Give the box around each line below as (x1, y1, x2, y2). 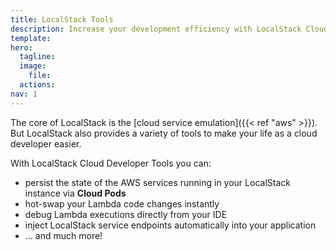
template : (10, 33, 52, 43)
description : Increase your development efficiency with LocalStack (10, 24, 302, 34)
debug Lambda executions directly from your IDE (24, 208, 228, 220)
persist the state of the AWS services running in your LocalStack (24, 176, 291, 188)
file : (28, 71, 52, 81)
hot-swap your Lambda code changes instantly (24, 197, 220, 210)
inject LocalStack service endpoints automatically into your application (24, 219, 317, 231)
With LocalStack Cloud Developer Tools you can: (10, 157, 212, 169)
